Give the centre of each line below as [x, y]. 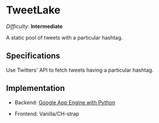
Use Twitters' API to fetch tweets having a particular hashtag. [80, 70]
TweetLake [33, 10]
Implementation [36, 88]
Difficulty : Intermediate [34, 26]
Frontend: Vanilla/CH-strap [47, 114]
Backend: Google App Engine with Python [65, 102]
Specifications [33, 56]
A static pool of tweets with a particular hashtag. [64, 37]
